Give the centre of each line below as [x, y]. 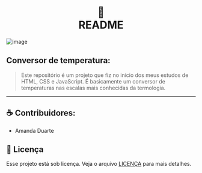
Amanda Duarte [34, 130]
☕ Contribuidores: [41, 113]
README [101, 25]
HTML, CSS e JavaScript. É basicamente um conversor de [93, 81]
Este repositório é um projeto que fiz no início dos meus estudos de [105, 75]
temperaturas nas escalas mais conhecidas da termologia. [93, 88]
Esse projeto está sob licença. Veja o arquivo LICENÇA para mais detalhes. [99, 164]
